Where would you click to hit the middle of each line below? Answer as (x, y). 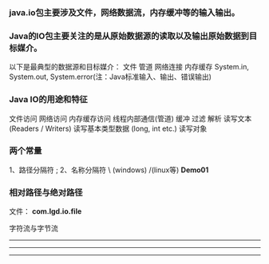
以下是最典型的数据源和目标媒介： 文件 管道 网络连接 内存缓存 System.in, (129, 67)
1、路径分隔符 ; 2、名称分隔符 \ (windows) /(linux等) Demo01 (109, 170)
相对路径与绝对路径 (46, 192)
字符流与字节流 (34, 228)
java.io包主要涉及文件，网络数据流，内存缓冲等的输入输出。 (125, 12)
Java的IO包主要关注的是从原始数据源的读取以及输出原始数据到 (129, 36)
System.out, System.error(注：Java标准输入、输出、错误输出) (111, 77)
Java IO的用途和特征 (49, 100)
